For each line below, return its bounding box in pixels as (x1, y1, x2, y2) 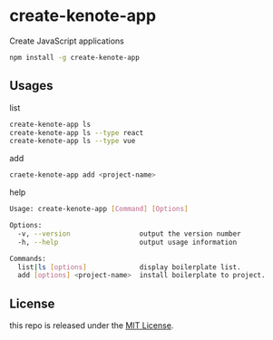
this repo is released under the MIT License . (9, 320, 174, 331)
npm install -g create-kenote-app (9, 53, 141, 62)
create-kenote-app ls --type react (9, 128, 144, 137)
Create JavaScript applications (9, 35, 124, 46)
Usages (9, 78, 54, 93)
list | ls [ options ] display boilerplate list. (17, 262, 242, 272)
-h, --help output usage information (17, 238, 238, 247)
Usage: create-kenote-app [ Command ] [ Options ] (9, 205, 189, 214)
